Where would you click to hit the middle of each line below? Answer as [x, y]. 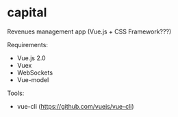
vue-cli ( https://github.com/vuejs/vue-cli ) [76, 106]
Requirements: [27, 44]
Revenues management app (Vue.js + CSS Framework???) [89, 31]
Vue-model [33, 79]
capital [27, 13]
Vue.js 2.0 [31, 58]
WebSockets [35, 73]
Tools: [16, 93]
